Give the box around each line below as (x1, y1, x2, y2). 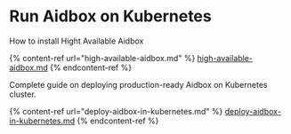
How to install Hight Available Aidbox (9, 35, 144, 46)
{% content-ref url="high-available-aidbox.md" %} (9, 52, 196, 63)
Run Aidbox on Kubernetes (9, 6, 212, 27)
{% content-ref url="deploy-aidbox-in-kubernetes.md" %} (9, 106, 223, 116)
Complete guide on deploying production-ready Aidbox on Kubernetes (9, 79, 268, 90)
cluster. (9, 89, 37, 99)
